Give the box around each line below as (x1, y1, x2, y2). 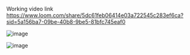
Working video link (6, 5, 53, 12)
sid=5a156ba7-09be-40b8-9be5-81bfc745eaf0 (6, 18, 126, 25)
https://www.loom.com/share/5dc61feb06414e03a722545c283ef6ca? (6, 12, 184, 19)
